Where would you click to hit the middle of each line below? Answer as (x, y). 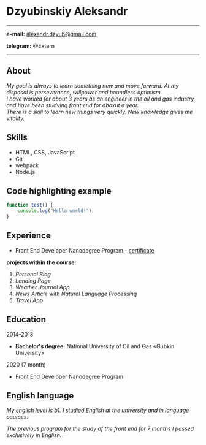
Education (26, 320)
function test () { (30, 205)
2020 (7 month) (26, 364)
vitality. (16, 118)
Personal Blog (33, 274)
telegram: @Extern (31, 46)
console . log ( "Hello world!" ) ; (56, 211)
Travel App (29, 300)
